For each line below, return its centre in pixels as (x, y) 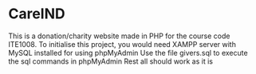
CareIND (37, 14)
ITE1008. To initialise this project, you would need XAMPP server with (122, 44)
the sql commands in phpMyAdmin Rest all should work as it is (111, 61)
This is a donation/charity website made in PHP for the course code (119, 36)
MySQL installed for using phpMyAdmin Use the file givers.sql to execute (128, 53)
